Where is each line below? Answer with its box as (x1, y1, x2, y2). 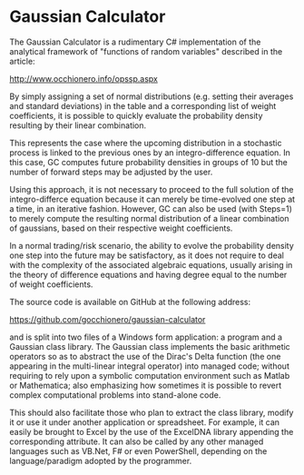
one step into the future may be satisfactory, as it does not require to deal (9, 250, 284, 261)
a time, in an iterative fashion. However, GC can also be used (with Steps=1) (9, 203, 293, 214)
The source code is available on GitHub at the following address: (9, 296, 251, 307)
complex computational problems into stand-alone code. (9, 389, 221, 401)
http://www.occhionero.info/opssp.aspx (9, 73, 159, 84)
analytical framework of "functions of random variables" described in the (9, 45, 283, 56)
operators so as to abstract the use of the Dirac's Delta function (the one (9, 351, 281, 361)
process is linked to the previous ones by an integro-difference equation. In (9, 147, 290, 158)
